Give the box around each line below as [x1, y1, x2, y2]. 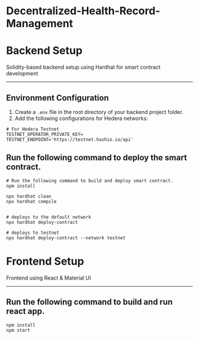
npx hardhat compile [6, 198, 57, 204]
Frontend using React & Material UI [6, 274, 91, 281]
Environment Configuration [6, 93, 109, 103]
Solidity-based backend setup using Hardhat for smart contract [6, 64, 161, 71]
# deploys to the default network [6, 214, 92, 220]
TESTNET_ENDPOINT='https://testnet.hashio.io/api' [6, 137, 134, 142]
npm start [6, 327, 31, 333]
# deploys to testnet [6, 230, 60, 236]
